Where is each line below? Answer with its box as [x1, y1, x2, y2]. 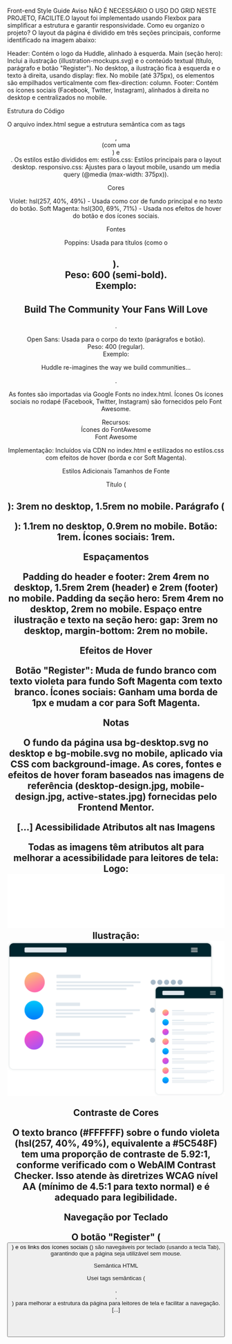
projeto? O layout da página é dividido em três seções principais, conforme [7, 28, 221, 37]
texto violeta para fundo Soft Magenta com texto [9, 675, 223, 687]
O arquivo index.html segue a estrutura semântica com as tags [7, 120, 185, 128]
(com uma [101, 141, 130, 149]
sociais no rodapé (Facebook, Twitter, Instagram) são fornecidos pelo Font [10, 397, 222, 406]
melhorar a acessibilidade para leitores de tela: [13, 852, 219, 864]
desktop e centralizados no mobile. [7, 93, 107, 102]
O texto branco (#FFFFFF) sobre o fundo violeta [12, 1126, 220, 1138]
